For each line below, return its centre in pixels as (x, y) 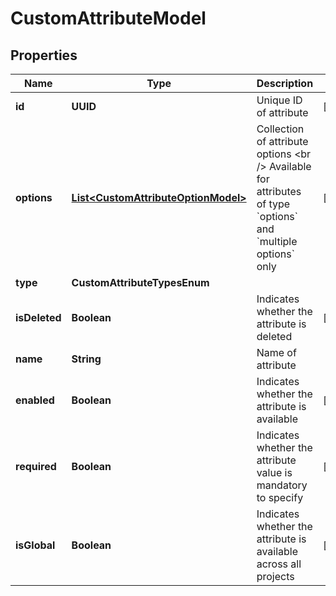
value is (274, 472)
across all (279, 564)
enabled (35, 400)
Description (285, 83)
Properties (44, 55)
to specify (280, 497)
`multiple (277, 241)
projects (275, 576)
